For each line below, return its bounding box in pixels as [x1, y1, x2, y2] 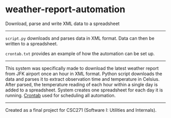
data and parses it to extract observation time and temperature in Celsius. [5, 76, 160, 82]
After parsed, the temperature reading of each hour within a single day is [5, 81, 158, 87]
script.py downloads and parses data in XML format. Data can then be [5, 35, 155, 41]
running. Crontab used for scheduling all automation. [5, 92, 116, 98]
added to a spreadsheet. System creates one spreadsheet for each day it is [5, 87, 163, 93]
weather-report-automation [5, 4, 126, 15]
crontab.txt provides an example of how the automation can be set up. [5, 50, 155, 57]
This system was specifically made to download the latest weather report [5, 65, 159, 71]
